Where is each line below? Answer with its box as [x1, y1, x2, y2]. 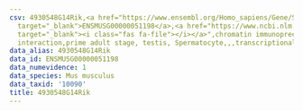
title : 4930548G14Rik [9, 88, 91, 97]
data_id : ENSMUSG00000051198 [9, 55, 119, 64]
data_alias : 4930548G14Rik [9, 47, 111, 55]
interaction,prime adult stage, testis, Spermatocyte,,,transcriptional [17, 38, 297, 47]
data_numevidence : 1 [9, 64, 87, 73]
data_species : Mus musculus [9, 72, 115, 81]
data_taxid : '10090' [9, 80, 87, 89]
